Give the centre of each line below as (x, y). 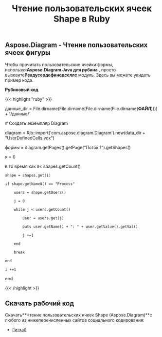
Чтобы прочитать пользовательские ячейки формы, (59, 65)
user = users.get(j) (43, 218)
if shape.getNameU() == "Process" (40, 184)
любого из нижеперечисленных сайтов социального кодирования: (75, 320)
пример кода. (19, 80)
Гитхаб (19, 330)
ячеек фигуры (28, 53)
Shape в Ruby (82, 19)
